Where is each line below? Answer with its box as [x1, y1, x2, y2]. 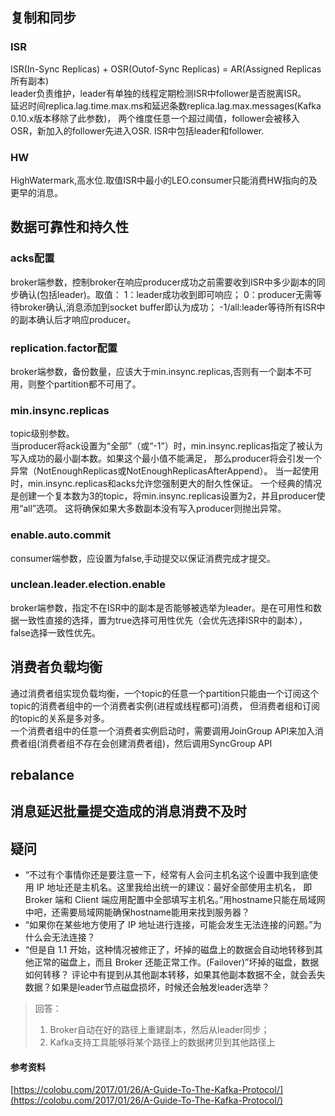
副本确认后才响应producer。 [18, 313, 137, 325]
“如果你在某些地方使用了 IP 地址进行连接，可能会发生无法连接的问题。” [24, 919, 313, 931]
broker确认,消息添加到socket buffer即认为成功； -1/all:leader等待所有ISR [18, 301, 317, 313]
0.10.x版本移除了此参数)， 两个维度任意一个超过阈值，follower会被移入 [10, 112, 300, 124]
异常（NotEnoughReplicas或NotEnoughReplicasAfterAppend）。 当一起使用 [10, 465, 320, 477]
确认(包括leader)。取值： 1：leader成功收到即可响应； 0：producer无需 [18, 288, 314, 300]
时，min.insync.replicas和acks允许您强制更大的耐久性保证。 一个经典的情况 [10, 478, 322, 490]
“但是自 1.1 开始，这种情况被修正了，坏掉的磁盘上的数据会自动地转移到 [24, 944, 315, 956]
